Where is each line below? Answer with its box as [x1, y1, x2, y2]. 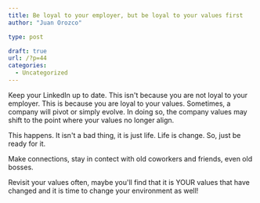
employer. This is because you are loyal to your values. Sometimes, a [8, 99, 231, 108]
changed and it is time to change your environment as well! [8, 186, 199, 195]
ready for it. [8, 139, 46, 148]
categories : [8, 62, 47, 70]
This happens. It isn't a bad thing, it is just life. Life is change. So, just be [8, 130, 241, 140]
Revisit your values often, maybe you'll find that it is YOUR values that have [8, 177, 251, 187]
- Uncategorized [15, 69, 68, 77]
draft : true [8, 47, 47, 55]
